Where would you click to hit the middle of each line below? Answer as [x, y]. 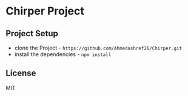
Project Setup [32, 34]
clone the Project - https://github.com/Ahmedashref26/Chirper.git [98, 48]
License [21, 73]
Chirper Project [45, 11]
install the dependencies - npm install [63, 54]
